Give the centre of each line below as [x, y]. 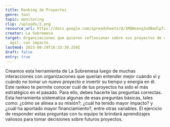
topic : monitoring [25, 19]
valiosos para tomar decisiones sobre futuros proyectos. [64, 119]
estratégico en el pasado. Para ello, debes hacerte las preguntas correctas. [84, 92]
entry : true [18, 57]
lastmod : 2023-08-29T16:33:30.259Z [43, 47]
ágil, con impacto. [30, 43]
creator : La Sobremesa [29, 33]
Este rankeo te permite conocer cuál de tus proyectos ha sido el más [77, 87]
